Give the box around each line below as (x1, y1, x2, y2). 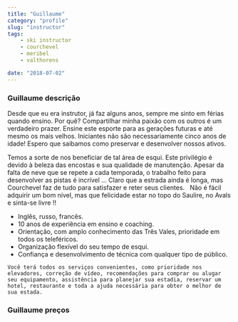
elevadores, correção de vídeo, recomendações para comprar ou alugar (7, 269, 222, 277)
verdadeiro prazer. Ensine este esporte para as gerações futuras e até (7, 124, 213, 132)
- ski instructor (20, 37, 72, 44)
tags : (7, 30, 24, 38)
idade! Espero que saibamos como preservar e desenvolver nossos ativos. (7, 139, 227, 148)
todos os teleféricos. (17, 235, 78, 243)
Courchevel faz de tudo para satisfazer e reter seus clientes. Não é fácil (7, 183, 222, 192)
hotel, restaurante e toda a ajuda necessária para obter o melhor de (7, 282, 222, 289)
